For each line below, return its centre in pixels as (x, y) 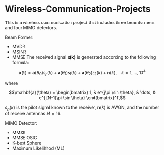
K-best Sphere (27, 143)
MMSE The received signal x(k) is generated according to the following (84, 57)
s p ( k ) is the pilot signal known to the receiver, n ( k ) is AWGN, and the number (82, 108)
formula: (21, 62)
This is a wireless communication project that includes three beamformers (80, 22)
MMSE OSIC (25, 138)
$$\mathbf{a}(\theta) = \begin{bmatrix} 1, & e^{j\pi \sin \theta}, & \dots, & (82, 93)
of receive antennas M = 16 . (33, 114)
